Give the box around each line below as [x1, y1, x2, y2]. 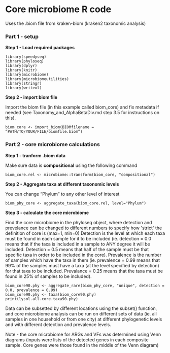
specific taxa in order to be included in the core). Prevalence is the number [5, 252, 161, 258]
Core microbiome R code [5, 4, 112, 15]
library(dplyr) [5, 63, 38, 68]
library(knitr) [5, 67, 38, 73]
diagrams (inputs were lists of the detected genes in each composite [5, 336, 149, 343]
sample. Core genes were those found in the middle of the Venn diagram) [5, 342, 159, 348]
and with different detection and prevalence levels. [5, 321, 112, 328]
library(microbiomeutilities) [5, 77, 70, 82]
